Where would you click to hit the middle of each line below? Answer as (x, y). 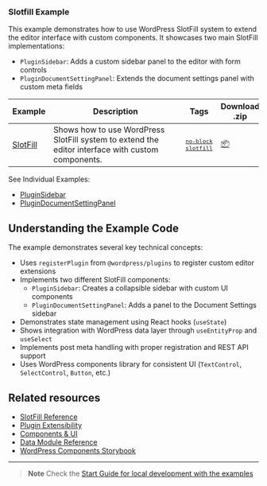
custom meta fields (51, 87)
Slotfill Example (39, 12)
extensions (38, 271)
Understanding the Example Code (93, 228)
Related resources (54, 397)
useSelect (36, 340)
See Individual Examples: (49, 179)
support (33, 356)
